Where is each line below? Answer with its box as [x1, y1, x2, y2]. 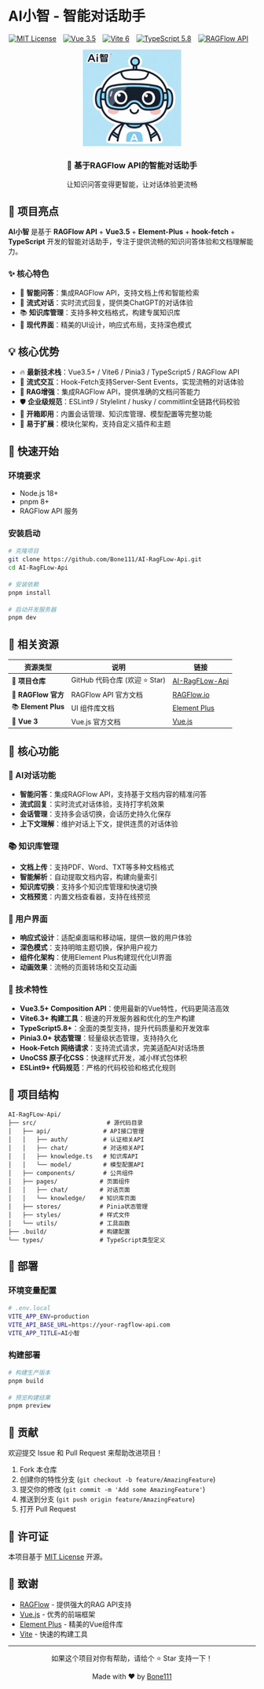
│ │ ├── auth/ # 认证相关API [8, 1136, 145, 1144]
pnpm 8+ [19, 497, 49, 507]
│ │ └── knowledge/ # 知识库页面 [8, 1194, 136, 1202]
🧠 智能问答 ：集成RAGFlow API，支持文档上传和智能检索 [19, 288, 200, 297]
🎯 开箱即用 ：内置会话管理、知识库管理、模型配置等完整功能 [19, 409, 212, 419]
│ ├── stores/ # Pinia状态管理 [8, 1203, 148, 1211]
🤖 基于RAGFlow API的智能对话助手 [66, 160, 198, 171]
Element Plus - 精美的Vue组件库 [19, 1619, 123, 1628]
